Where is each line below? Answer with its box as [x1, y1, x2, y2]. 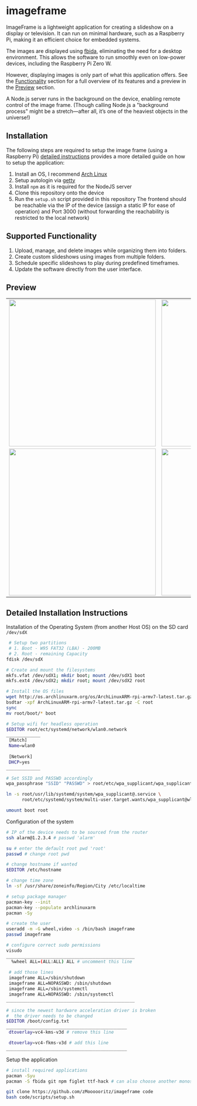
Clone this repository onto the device [14, 189, 104, 196]
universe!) [6, 113, 30, 121]
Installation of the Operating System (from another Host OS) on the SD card [6, 624, 189, 631]
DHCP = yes [8, 759, 30, 765]
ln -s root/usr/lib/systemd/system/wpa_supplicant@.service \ [6, 792, 161, 797]
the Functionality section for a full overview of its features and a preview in [6, 78, 186, 85]
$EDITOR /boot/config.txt [6, 1018, 69, 1024]
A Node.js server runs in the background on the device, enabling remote [6, 95, 181, 102]
